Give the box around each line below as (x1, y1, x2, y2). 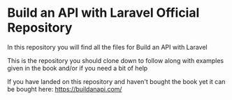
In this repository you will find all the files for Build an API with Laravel (7, 43, 208, 51)
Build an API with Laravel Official (7, 5, 200, 21)
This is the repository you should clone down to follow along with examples (7, 56, 224, 64)
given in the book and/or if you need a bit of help (7, 64, 148, 72)
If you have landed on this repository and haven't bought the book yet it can (7, 77, 226, 85)
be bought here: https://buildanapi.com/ (7, 85, 122, 93)
